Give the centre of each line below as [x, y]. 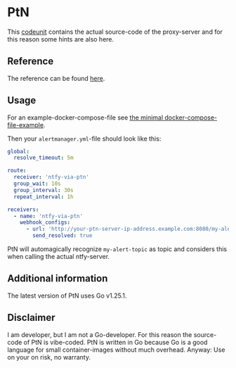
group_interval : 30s [44, 190]
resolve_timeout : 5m [44, 158]
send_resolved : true [63, 236]
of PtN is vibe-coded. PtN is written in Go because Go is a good [116, 342]
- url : [35, 229]
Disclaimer [31, 318]
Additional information [58, 279]
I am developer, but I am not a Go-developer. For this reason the [100, 334]
